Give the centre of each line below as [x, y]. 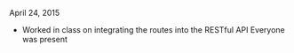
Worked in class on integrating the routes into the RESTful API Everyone [154, 30]
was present [45, 39]
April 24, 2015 [35, 13]
